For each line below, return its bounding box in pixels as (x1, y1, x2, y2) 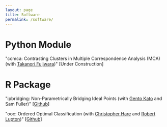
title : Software (5, 12, 40, 17)
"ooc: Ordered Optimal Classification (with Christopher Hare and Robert (5, 111, 156, 117)
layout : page (5, 7, 33, 13)
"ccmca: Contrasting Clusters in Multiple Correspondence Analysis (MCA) (5, 55, 160, 61)
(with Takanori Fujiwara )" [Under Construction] (5, 61, 104, 67)
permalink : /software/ (5, 17, 53, 22)
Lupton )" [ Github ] (5, 116, 42, 122)
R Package (5, 79, 51, 90)
